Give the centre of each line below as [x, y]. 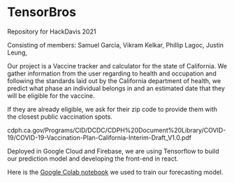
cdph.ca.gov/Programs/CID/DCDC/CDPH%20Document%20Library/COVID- [117, 130]
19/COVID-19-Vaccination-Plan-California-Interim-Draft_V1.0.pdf [100, 138]
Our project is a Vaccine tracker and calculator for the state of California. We [117, 66]
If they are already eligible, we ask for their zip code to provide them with [112, 109]
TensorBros [42, 12]
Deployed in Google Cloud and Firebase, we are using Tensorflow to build [113, 151]
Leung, [17, 52]
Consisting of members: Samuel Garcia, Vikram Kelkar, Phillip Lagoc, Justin [116, 45]
